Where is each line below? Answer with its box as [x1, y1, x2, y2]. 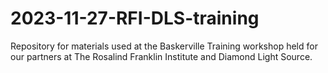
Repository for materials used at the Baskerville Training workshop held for [10, 40, 318, 52]
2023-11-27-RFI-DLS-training [10, 7, 260, 30]
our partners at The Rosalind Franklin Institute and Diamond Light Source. [10, 50, 313, 62]
